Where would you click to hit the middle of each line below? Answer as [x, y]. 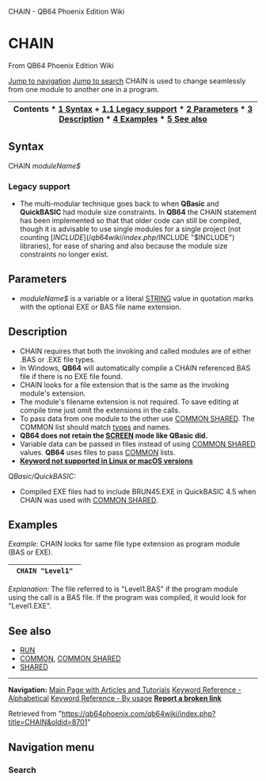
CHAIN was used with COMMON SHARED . [89, 500]
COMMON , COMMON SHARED [70, 659]
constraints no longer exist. [64, 254]
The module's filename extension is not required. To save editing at [129, 401]
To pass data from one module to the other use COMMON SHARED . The [137, 418]
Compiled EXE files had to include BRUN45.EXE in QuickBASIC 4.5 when [138, 491]
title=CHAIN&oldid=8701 [48, 722]
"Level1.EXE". [30, 606]
